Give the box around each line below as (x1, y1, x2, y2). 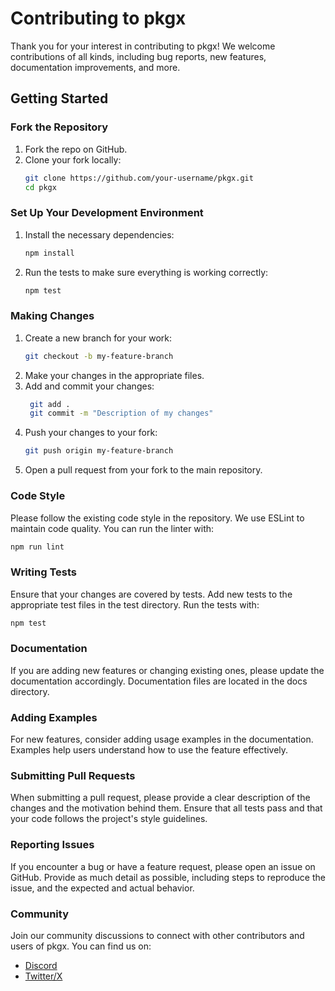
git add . (29, 399, 71, 409)
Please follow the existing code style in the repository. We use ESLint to (10, 512, 305, 524)
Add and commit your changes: (24, 380, 155, 392)
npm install (24, 248, 75, 258)
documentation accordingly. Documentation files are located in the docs (10, 675, 308, 687)
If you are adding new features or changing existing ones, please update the (10, 664, 325, 676)
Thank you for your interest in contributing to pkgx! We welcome (10, 40, 276, 52)
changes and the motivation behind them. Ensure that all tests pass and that (10, 802, 323, 814)
